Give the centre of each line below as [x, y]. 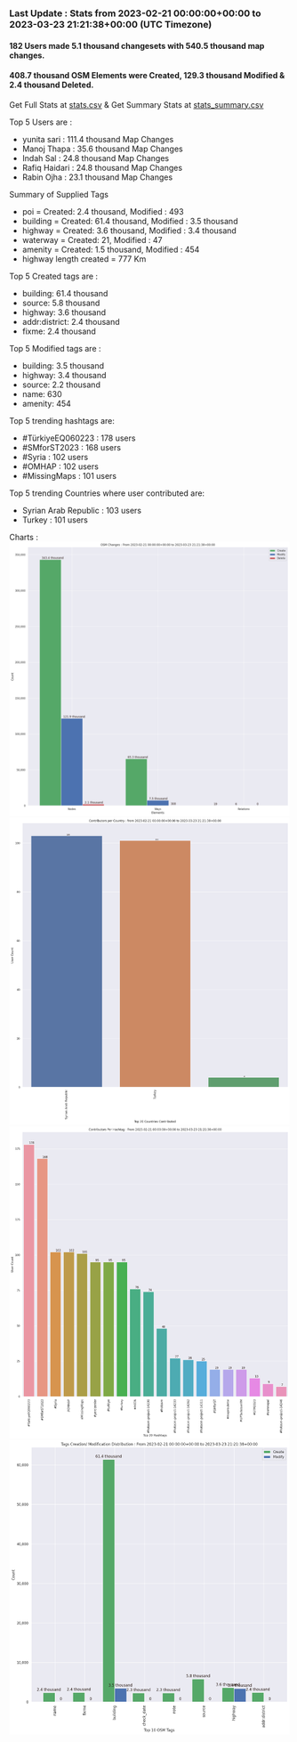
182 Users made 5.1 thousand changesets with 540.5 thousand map [137, 45]
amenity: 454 [46, 403]
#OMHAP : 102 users [60, 466]
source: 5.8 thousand [61, 303]
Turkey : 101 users [55, 520]
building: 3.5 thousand [63, 365]
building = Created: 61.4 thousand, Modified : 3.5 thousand [130, 221]
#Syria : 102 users [55, 457]
